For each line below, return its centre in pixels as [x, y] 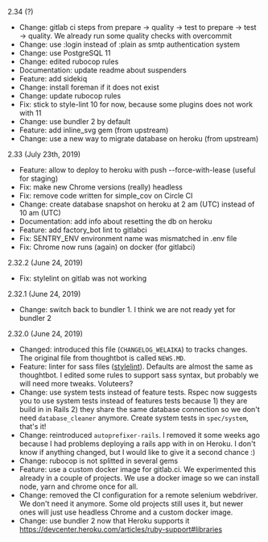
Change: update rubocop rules [70, 96]
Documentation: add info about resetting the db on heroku [115, 221]
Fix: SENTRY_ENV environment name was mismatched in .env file [128, 238]
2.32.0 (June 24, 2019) [45, 334]
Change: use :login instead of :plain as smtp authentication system [130, 44]
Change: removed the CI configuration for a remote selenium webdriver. [138, 495]
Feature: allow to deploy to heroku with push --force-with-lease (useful [137, 170]
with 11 [30, 113]
